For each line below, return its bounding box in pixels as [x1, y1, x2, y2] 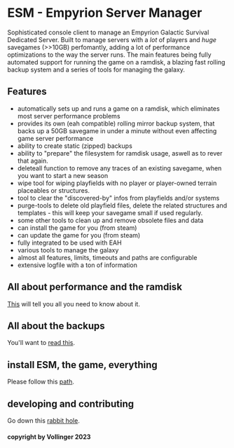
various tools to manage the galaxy [17, 245, 119, 254]
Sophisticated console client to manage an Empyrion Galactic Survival [7, 28, 209, 36]
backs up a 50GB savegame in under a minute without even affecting [17, 126, 217, 135]
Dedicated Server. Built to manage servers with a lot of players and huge [7, 35, 217, 43]
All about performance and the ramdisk [7, 281, 182, 293]
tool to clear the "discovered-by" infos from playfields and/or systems [17, 194, 220, 202]
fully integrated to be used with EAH [17, 238, 122, 247]
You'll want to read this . [7, 339, 76, 347]
